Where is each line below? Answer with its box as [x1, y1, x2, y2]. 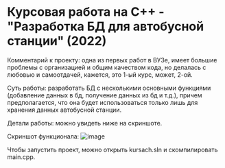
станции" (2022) [7, 34, 107, 49]
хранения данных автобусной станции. [7, 106, 122, 114]
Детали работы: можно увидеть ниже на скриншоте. [7, 119, 163, 127]
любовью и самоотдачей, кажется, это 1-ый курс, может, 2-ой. [7, 70, 193, 79]
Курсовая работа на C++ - [7, 4, 165, 20]
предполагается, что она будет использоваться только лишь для [7, 98, 198, 106]
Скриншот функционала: [7, 132, 80, 141]
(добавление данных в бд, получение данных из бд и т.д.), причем [7, 91, 202, 99]
